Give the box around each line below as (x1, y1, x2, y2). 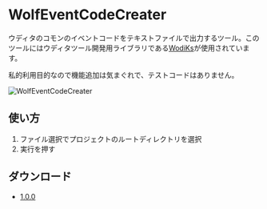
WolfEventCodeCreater (8, 6, 167, 24)
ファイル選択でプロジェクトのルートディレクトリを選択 (19, 134, 202, 143)
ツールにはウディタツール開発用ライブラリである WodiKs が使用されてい (8, 42, 243, 53)
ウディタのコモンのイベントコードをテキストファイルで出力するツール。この (8, 33, 260, 42)
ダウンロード (8, 170, 72, 183)
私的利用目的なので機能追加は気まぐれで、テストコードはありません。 (8, 70, 239, 79)
